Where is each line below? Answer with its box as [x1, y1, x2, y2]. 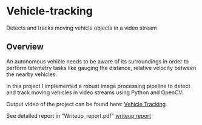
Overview [6, 42, 44, 52]
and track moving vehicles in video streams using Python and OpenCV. [6, 89, 184, 96]
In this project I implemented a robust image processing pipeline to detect [6, 82, 190, 89]
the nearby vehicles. [6, 71, 58, 78]
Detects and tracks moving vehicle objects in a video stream [6, 24, 157, 31]
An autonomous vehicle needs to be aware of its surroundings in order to [6, 57, 189, 65]
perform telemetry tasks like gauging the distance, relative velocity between [6, 64, 197, 71]
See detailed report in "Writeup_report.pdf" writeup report [6, 112, 152, 119]
